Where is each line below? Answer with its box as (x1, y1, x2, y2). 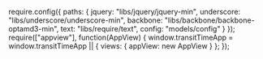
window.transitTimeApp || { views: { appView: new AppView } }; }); (8, 41, 230, 51)
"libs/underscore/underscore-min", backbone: (8, 15, 163, 25)
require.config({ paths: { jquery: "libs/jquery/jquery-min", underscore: (8, 7, 241, 16)
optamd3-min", (8, 24, 59, 33)
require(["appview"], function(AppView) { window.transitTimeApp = (8, 32, 234, 42)
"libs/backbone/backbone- (164, 15, 255, 25)
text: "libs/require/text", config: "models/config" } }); (60, 24, 235, 33)
